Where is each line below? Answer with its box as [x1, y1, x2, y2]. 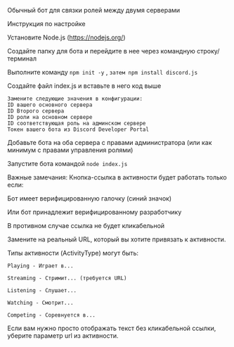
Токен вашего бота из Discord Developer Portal [7, 126, 150, 133]
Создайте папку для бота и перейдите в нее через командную [7, 47, 195, 55]
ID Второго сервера [7, 108, 65, 115]
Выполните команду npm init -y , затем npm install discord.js [7, 68, 198, 76]
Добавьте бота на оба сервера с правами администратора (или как [7, 139, 212, 146]
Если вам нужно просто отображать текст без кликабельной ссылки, [7, 324, 216, 332]
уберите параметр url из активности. [7, 332, 119, 340]
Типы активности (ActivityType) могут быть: [7, 249, 139, 257]
